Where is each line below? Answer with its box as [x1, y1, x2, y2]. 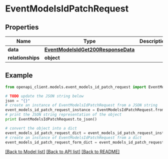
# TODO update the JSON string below [5, 93, 84, 98]
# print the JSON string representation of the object [5, 112, 122, 117]
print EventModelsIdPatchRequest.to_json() [5, 117, 97, 122]
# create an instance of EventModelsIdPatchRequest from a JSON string [5, 103, 157, 108]
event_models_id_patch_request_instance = [5, 107, 95, 112]
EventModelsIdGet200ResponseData [44, 46, 135, 53]
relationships [7, 54, 40, 61]
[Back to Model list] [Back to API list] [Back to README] [5, 148, 120, 155]
